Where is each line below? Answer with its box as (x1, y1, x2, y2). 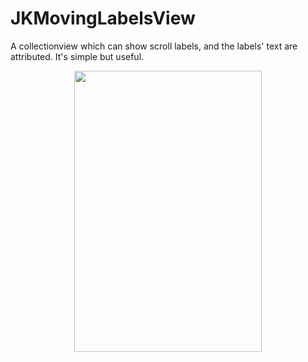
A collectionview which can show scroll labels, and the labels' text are (10, 40, 298, 52)
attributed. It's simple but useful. (10, 50, 145, 62)
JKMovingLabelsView (10, 7, 196, 30)
